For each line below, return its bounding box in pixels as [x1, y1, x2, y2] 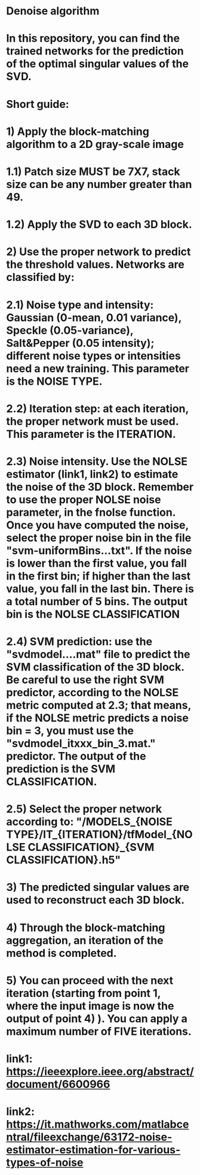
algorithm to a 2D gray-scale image [6, 137, 184, 151]
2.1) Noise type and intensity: [6, 298, 154, 312]
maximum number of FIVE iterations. [6, 1025, 192, 1038]
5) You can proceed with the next [6, 974, 174, 987]
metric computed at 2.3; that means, [6, 699, 191, 712]
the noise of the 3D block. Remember [6, 480, 194, 494]
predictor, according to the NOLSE [6, 686, 179, 699]
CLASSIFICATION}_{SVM [27, 841, 155, 854]
